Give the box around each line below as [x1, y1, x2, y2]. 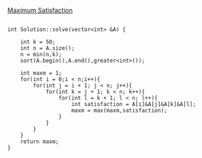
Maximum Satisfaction [7, 6, 73, 14]
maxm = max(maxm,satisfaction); [71, 107, 168, 114]
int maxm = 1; [20, 70, 62, 77]
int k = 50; [20, 38, 56, 46]
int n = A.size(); [20, 45, 75, 52]
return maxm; [20, 138, 59, 145]
